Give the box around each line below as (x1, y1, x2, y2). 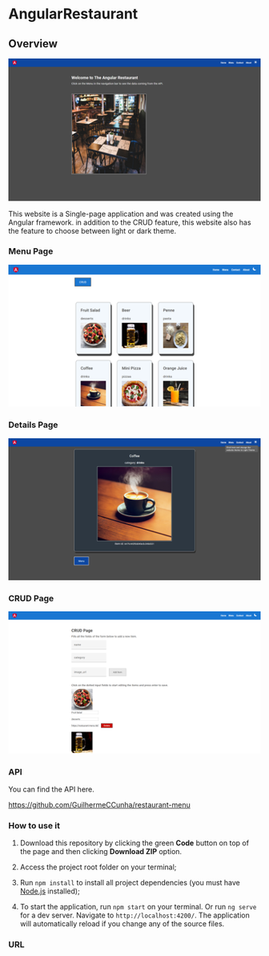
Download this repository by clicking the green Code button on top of (19, 838, 250, 848)
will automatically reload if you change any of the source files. (19, 919, 225, 929)
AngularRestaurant (8, 5, 139, 23)
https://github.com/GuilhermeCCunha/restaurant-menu (8, 800, 191, 810)
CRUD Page (8, 593, 54, 604)
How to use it (8, 820, 60, 832)
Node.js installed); (19, 886, 80, 896)
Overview (8, 37, 58, 51)
